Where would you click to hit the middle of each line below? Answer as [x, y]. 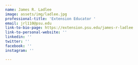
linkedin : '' [18, 37]
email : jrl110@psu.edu [28, 23]
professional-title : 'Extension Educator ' [51, 19]
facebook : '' [18, 46]
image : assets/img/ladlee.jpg [36, 14]
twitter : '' [17, 42]
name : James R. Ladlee [28, 10]
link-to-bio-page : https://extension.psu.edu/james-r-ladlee [69, 28]
